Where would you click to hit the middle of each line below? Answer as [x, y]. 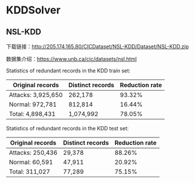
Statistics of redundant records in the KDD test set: [67, 128]
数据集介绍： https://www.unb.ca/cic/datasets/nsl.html [71, 59]
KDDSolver [33, 10]
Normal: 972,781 [33, 104]
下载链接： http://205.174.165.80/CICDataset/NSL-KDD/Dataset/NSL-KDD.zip [97, 46]
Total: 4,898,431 [32, 114]
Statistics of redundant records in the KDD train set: [68, 70]
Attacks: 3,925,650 [36, 95]
